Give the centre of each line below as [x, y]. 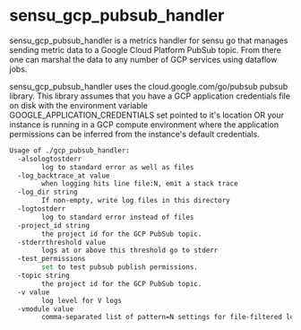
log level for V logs [82, 300]
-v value [34, 292]
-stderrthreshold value [61, 242]
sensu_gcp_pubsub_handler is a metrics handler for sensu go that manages [149, 40]
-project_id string [54, 225]
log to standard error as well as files [118, 167]
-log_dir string [47, 192]
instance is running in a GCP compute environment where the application [144, 124]
